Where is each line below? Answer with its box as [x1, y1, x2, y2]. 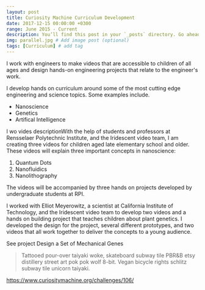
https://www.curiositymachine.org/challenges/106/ [6, 276, 134, 284]
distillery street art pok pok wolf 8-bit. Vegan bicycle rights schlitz [21, 258, 187, 266]
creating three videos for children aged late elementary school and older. [6, 140, 190, 148]
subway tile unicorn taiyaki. [21, 264, 90, 272]
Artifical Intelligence [15, 115, 66, 123]
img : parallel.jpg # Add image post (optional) [6, 37, 130, 43]
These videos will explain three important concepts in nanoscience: [6, 147, 176, 154]
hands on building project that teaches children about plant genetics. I [6, 215, 182, 222]
